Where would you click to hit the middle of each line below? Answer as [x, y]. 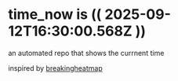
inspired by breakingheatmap [56, 68]
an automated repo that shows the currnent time [86, 53]
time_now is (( [55, 15]
